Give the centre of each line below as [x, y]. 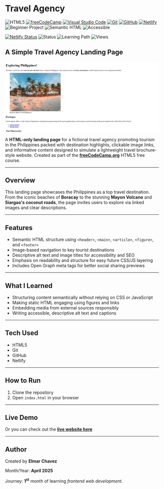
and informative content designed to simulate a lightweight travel [70, 150]
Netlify [19, 360]
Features [19, 228]
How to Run [23, 381]
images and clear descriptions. [36, 208]
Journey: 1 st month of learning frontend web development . [64, 480]
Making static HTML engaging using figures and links [66, 303]
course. [13, 160]
